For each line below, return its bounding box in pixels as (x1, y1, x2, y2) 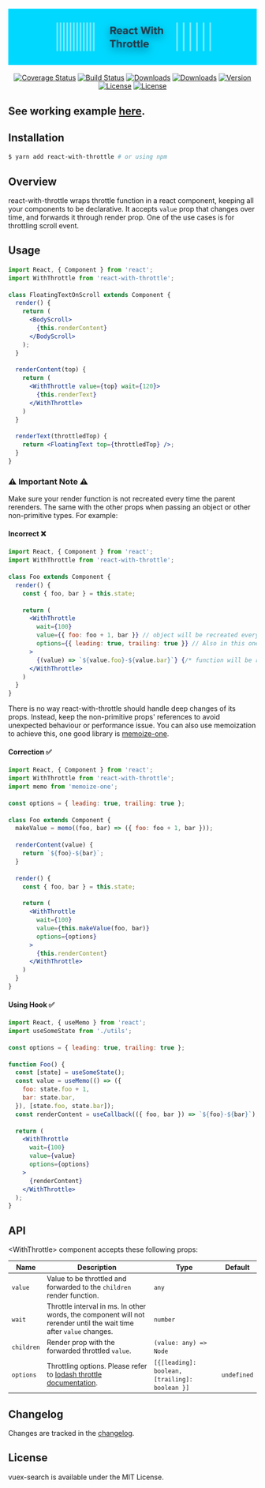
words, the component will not (47, 1310, 145, 1320)
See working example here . (8, 104, 146, 118)
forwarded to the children (47, 1282, 132, 1291)
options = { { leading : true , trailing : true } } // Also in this (36, 640, 245, 648)
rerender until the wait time (47, 1318, 134, 1328)
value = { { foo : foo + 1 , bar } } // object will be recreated (36, 631, 238, 640)
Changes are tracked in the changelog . (8, 1428, 135, 1437)
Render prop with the (47, 1338, 116, 1347)
